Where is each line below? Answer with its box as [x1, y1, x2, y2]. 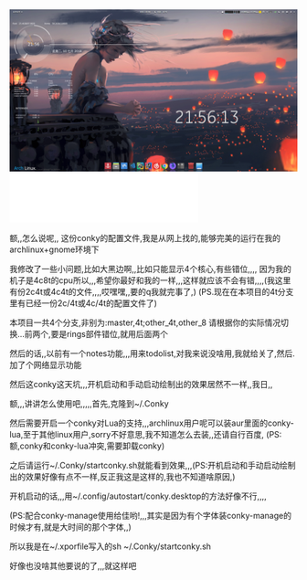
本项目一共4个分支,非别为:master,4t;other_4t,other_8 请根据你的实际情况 [9, 317, 281, 328]
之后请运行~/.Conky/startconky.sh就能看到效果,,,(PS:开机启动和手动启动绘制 [9, 459, 296, 470]
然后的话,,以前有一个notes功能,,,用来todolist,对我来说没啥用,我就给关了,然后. [9, 347, 295, 359]
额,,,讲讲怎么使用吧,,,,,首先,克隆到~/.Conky [9, 397, 169, 409]
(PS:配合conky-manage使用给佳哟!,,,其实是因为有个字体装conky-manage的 [9, 510, 292, 521]
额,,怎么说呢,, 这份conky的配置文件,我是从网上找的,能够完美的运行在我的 [9, 232, 281, 243]
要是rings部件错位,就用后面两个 [50, 328, 169, 339]
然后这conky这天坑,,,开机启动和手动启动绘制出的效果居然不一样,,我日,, [9, 378, 273, 389]
